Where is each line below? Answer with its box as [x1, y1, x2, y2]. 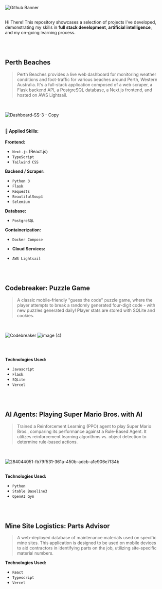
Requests [12, 189, 30, 194]
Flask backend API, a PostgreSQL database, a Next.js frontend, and [17, 87, 152, 93]
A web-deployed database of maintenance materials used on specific [17, 535, 157, 541]
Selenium [12, 200, 30, 204]
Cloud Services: [12, 246, 46, 252]
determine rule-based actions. [17, 439, 78, 445]
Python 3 [12, 179, 30, 184]
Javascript [12, 366, 35, 372]
